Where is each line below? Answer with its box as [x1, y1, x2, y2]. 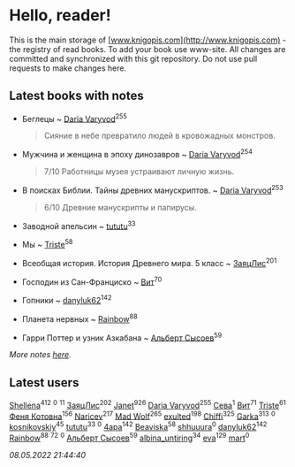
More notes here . [9, 349, 72, 360]
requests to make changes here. [9, 63, 126, 73]
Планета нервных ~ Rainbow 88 [21, 312, 139, 324]
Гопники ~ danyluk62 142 [21, 294, 112, 305]
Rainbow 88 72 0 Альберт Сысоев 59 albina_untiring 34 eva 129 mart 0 [9, 431, 250, 443]
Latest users [9, 375, 79, 390]
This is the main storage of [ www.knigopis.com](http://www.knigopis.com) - [9, 34, 287, 45]
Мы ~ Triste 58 [21, 238, 73, 250]
